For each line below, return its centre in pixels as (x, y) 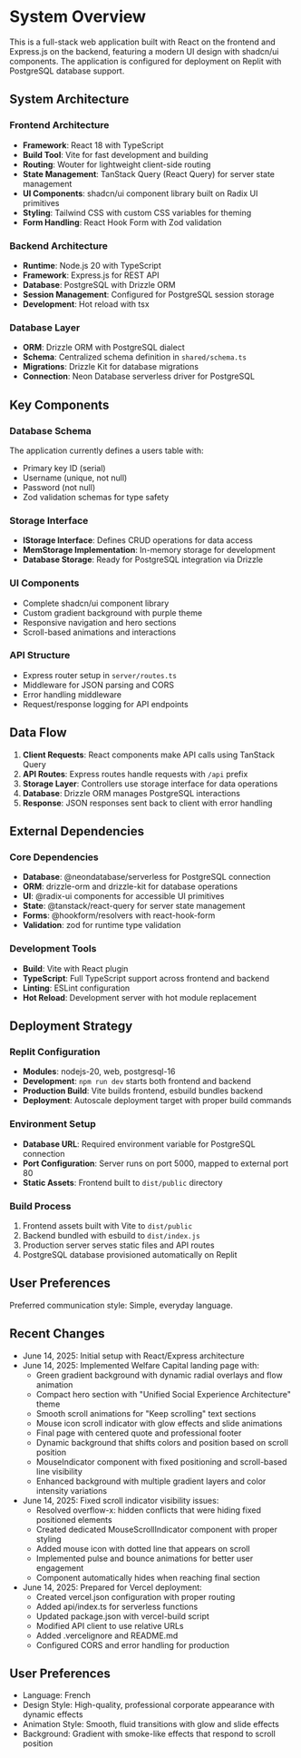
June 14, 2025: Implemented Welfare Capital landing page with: (141, 1365)
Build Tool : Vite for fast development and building (115, 154)
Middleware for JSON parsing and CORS (98, 685)
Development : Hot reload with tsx (86, 304)
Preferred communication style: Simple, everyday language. (121, 1305)
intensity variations (71, 1490)
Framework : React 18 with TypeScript (93, 145)
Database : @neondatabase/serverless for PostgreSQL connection (146, 877)
